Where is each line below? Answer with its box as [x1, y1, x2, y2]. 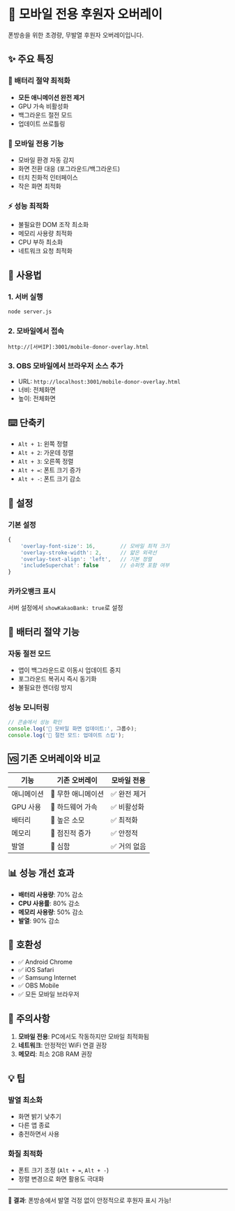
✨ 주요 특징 [8, 53, 54, 65]
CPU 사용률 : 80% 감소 [17, 899, 80, 907]
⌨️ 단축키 [8, 416, 45, 428]
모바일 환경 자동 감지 [17, 155, 75, 164]
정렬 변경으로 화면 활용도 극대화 [17, 1175, 104, 1183]
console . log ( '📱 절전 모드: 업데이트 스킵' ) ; [8, 732, 125, 739]
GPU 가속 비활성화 [17, 102, 69, 110]
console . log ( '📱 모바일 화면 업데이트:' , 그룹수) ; [8, 725, 138, 732]
